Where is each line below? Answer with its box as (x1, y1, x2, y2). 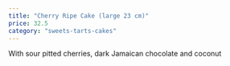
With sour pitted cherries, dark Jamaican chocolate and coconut (8, 49, 222, 59)
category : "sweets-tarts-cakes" (8, 27, 117, 35)
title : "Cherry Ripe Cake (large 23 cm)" (8, 11, 150, 20)
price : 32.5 (8, 19, 48, 27)
